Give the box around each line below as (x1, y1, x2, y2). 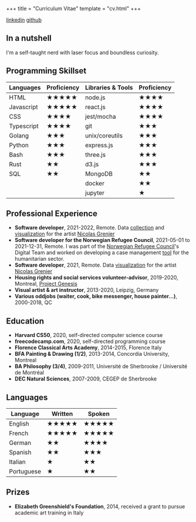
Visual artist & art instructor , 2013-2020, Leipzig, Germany (14, 287, 159, 294)
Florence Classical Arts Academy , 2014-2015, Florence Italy (14, 344, 162, 351)
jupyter (85, 188, 104, 197)
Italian (9, 458, 26, 466)
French (9, 429, 29, 437)
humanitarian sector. (14, 255, 65, 262)
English (9, 420, 29, 428)
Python (9, 141, 29, 149)
